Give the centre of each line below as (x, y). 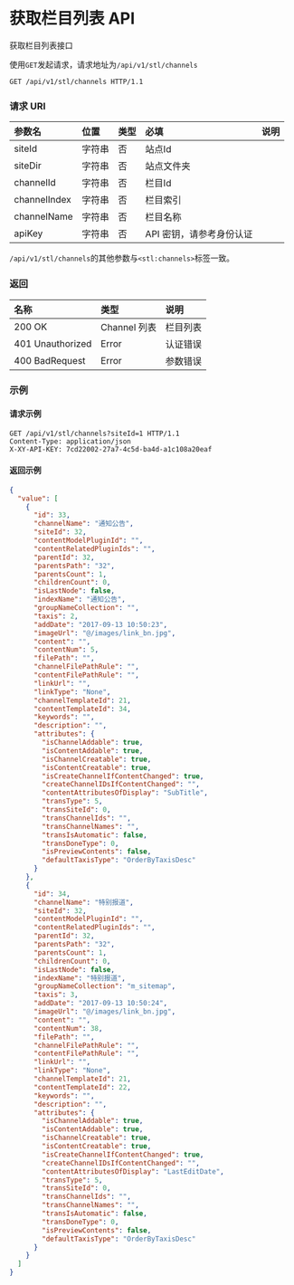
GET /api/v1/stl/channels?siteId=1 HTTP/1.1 (95, 433)
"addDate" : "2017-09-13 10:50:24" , (100, 1004)
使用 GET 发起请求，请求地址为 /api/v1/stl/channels (104, 64)
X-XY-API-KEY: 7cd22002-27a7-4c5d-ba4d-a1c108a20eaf (111, 449)
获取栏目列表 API (72, 19)
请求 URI (28, 106)
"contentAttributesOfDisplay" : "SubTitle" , (125, 793)
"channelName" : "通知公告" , (83, 524)
